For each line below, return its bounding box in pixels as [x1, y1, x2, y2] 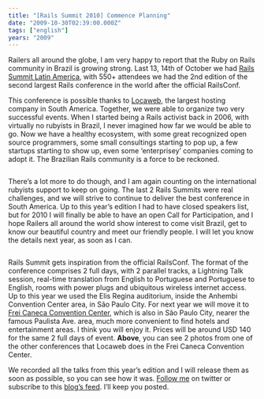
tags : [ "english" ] [8, 26, 69, 34]
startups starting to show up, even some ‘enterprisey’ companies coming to [8, 146, 254, 156]
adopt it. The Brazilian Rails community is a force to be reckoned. [8, 155, 220, 164]
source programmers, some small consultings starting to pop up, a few [8, 137, 238, 147]
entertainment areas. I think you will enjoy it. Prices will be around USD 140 [8, 325, 251, 334]
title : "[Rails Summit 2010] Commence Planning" [8, 11, 171, 20]
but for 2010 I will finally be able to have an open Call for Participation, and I [8, 210, 254, 220]
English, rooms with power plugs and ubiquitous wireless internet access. [8, 283, 247, 292]
